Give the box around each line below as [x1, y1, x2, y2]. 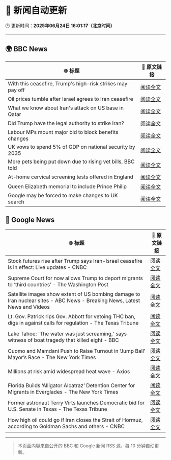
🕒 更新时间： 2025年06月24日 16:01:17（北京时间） [5, 22, 115, 29]
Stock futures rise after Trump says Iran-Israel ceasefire [8, 257, 142, 264]
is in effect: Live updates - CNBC [8, 264, 87, 271]
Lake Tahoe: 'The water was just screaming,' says [8, 330, 127, 337]
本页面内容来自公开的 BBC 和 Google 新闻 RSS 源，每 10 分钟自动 [17, 443, 155, 449]
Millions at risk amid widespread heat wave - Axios [8, 367, 130, 375]
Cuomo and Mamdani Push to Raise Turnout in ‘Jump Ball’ [8, 347, 146, 354]
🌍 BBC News [5, 44, 48, 54]
